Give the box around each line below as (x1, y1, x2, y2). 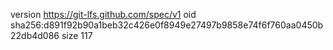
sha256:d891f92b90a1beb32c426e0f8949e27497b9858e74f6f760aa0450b (10, 19, 324, 31)
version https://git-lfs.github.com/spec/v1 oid (10, 9, 197, 20)
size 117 (61, 30, 93, 41)
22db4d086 (10, 30, 60, 41)
